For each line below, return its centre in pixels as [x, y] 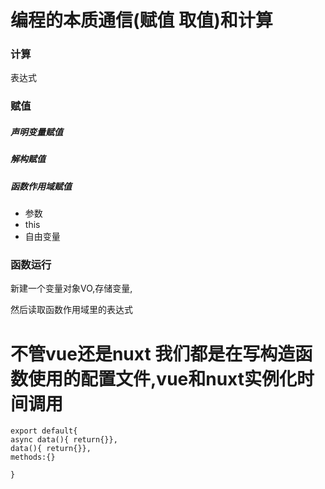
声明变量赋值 [36, 132]
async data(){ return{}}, [64, 440]
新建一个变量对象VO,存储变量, [71, 288]
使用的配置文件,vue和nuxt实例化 [163, 378]
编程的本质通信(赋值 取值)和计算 [141, 20]
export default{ [44, 431]
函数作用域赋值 [41, 186]
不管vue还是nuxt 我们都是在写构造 [153, 353]
